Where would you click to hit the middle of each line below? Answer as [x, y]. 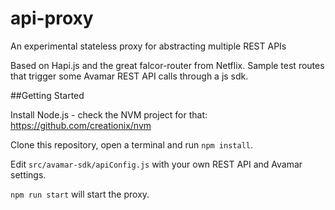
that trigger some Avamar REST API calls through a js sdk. [129, 76]
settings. [28, 174]
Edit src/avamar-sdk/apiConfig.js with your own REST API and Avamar [156, 164]
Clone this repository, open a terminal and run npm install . [132, 144]
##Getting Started [47, 95]
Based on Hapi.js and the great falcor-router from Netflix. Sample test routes [167, 65]
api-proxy [52, 18]
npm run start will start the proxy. [80, 194]
